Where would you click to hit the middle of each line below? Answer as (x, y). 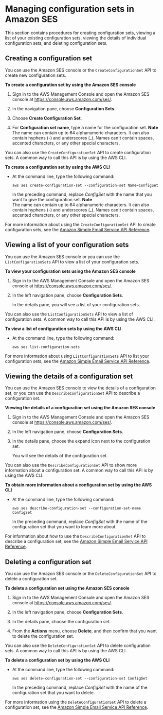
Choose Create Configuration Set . (47, 118)
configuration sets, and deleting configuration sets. (56, 43)
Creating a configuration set (49, 59)
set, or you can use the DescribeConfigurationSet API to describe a (72, 393)
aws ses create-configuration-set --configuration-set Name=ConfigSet (85, 185)
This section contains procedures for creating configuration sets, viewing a (80, 33)
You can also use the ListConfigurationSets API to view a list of (69, 314)
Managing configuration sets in (70, 9)
